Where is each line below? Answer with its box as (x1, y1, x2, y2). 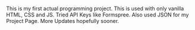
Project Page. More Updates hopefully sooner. (6, 18, 120, 24)
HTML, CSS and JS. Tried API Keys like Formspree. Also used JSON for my (6, 11, 189, 18)
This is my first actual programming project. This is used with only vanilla (6, 5, 184, 12)
